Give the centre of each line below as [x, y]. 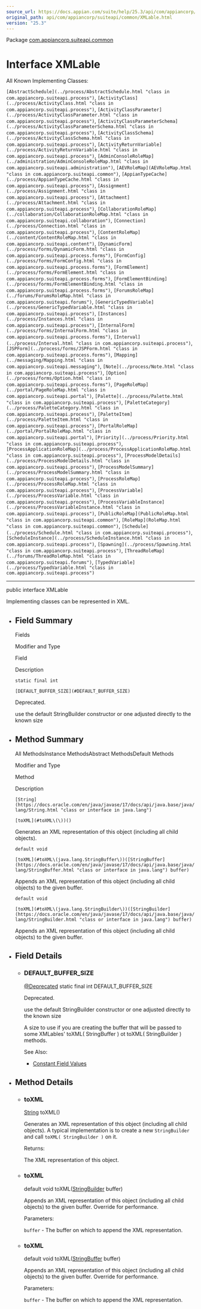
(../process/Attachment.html [42, 203]
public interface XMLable [37, 590]
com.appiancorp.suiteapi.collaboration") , [59, 220]
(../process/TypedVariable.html [46, 568]
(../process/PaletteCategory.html [49, 408]
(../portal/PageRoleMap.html [42, 390]
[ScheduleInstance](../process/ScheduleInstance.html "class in [88, 538]
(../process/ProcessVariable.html [49, 496]
